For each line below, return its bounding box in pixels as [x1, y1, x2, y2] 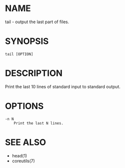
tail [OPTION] [5, 52, 34, 56]
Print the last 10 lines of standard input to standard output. [5, 84, 121, 89]
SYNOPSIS [5, 36, 49, 47]
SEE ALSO [5, 137, 46, 148]
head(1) [12, 153, 28, 158]
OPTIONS [5, 101, 44, 112]
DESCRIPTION [5, 68, 63, 79]
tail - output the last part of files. [5, 19, 69, 25]
